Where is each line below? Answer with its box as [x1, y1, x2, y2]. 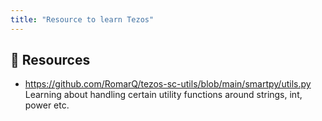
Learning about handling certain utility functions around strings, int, [24, 89, 303, 101]
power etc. [24, 99, 70, 111]
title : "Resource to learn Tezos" [10, 14, 155, 25]
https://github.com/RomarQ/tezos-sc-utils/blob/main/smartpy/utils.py [24, 78, 312, 90]
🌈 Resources [10, 52, 91, 69]
